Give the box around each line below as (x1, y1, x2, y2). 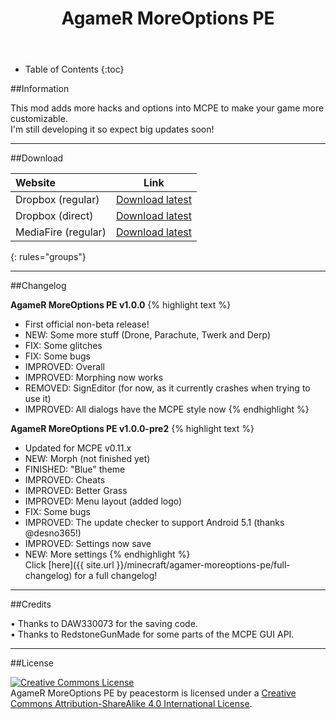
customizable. (10, 113, 68, 125)
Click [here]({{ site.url (24, 559, 115, 571)
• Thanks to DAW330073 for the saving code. (10, 618, 198, 630)
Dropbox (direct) (15, 209, 94, 223)
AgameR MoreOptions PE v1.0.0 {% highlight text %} (10, 299, 232, 311)
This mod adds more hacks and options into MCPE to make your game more (10, 102, 325, 114)
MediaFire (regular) (15, 225, 107, 239)
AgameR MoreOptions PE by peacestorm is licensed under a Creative (10, 687, 297, 699)
